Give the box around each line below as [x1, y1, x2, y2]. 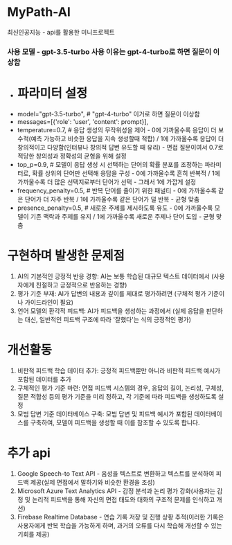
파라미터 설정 [17, 86, 88, 101]
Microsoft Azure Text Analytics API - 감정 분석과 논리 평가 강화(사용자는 [17, 486, 216, 495]
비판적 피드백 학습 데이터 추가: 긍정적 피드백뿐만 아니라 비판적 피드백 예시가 [17, 366, 221, 375]
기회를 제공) [17, 530, 50, 538]
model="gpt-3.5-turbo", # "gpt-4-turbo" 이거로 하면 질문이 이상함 [17, 109, 200, 118]
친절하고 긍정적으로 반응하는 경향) [35, 280, 127, 289]
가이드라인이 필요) [24, 298, 74, 306]
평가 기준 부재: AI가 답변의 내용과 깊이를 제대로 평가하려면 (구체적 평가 [17, 289, 206, 298]
